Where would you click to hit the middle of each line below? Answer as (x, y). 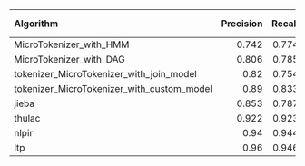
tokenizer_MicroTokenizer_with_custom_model (113, 88)
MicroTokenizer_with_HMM (72, 44)
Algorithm (36, 24)
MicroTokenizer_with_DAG (69, 59)
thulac (27, 118)
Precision (242, 24)
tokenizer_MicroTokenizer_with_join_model (105, 74)
